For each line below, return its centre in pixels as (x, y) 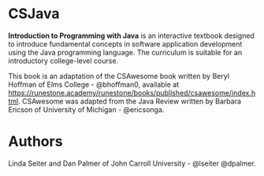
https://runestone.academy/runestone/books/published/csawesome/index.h (132, 92)
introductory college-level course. (63, 61)
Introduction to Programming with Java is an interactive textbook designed (131, 36)
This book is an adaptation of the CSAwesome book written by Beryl (119, 76)
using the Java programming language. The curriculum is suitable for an (125, 52)
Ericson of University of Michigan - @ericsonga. (86, 109)
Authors (35, 142)
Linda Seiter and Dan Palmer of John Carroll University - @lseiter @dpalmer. (132, 163)
